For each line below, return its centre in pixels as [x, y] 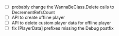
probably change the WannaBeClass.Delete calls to [63, 7]
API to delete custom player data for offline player [61, 23]
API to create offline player [38, 18]
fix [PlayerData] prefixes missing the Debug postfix [62, 28]
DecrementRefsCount [33, 12]
